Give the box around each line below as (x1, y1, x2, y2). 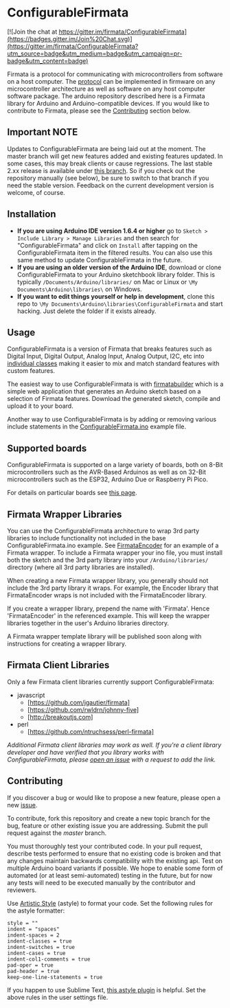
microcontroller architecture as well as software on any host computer (7, 84, 206, 93)
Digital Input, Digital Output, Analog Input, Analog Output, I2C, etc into (7, 352, 205, 360)
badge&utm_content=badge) (7, 56, 89, 65)
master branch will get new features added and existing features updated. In (7, 152, 223, 160)
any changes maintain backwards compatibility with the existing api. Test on (7, 856, 223, 864)
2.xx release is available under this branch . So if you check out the (7, 166, 196, 174)
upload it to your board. (7, 402, 73, 410)
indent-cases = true (7, 950, 67, 957)
